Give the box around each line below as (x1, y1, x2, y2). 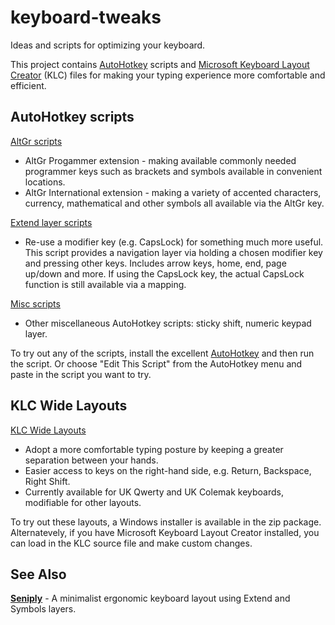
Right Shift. (24, 475, 71, 487)
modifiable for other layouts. (24, 496, 142, 508)
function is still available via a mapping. (24, 278, 187, 290)
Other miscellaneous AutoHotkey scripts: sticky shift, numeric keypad (24, 317, 312, 329)
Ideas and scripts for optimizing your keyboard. (10, 39, 206, 51)
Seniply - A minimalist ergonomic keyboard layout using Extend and (10, 592, 291, 605)
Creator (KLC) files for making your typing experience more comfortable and (10, 69, 326, 81)
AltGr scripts (10, 135, 63, 147)
